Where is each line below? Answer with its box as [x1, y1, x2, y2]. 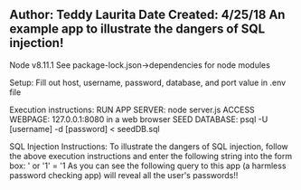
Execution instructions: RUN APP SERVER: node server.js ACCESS [9, 104, 255, 115]
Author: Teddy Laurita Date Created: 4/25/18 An [9, 7, 286, 23]
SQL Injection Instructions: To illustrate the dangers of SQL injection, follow [9, 140, 289, 152]
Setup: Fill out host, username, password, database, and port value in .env [9, 77, 287, 88]
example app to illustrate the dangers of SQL [9, 22, 266, 37]
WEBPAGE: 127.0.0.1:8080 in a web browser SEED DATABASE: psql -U [9, 113, 268, 125]
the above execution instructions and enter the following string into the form [9, 150, 292, 161]
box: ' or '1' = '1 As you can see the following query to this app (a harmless [9, 160, 287, 171]
